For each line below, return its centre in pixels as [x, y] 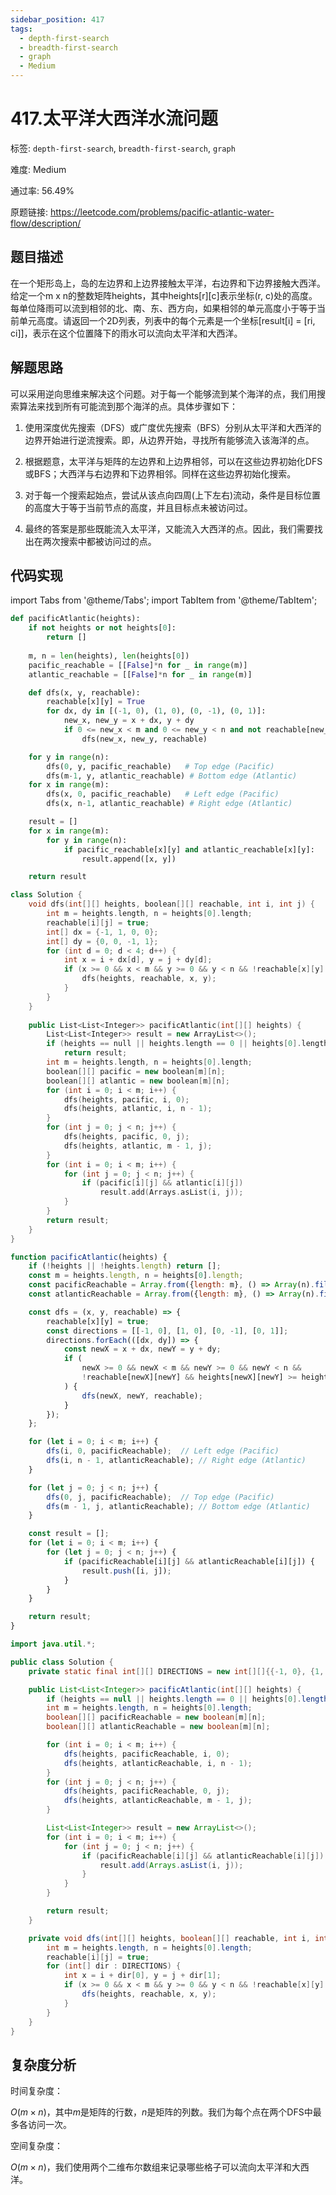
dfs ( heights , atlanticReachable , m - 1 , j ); [158, 1801]
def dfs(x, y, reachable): [84, 692]
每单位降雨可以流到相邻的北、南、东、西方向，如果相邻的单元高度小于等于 [163, 308]
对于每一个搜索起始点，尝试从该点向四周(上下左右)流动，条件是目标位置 [173, 495]
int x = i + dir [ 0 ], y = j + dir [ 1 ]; [142, 1976]
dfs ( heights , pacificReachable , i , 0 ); [146, 1754]
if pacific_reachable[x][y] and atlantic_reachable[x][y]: [189, 849]
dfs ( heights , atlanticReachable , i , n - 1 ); [158, 1763]
